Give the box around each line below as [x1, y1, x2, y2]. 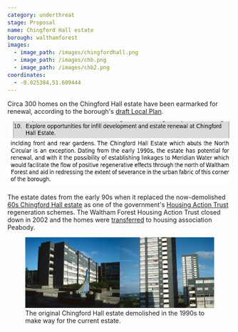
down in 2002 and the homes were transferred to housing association [7, 215, 212, 224]
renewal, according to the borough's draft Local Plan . [7, 107, 164, 115]
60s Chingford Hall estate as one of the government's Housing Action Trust [7, 200, 229, 209]
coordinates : [7, 71, 46, 78]
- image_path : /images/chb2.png [14, 64, 110, 71]
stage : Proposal [7, 18, 56, 26]
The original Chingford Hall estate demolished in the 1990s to [25, 309, 205, 317]
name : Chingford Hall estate [7, 26, 94, 33]
